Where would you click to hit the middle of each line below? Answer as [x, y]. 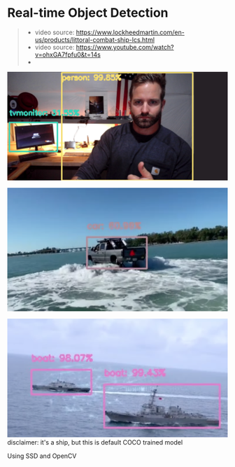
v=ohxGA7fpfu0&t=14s [68, 55]
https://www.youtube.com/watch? [125, 47]
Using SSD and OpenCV [42, 456]
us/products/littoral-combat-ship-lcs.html [95, 39]
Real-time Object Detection [88, 13]
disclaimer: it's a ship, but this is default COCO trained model [95, 442]
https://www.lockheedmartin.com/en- [130, 32]
